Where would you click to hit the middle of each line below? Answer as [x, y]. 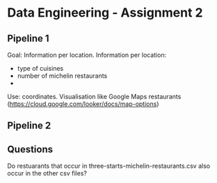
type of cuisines [40, 68]
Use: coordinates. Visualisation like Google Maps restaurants [94, 96]
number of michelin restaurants [62, 76]
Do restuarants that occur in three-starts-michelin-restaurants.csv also [109, 166]
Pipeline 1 [29, 38]
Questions [30, 149]
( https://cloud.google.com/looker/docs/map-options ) [83, 104]
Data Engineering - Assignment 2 [105, 13]
